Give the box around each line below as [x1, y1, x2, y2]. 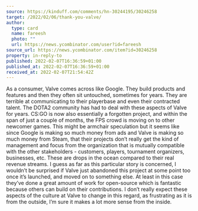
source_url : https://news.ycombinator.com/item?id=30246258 [6, 47, 158, 53]
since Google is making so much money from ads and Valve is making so [6, 129, 184, 137]
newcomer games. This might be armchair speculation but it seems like [6, 123, 180, 130]
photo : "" [11, 36, 35, 42]
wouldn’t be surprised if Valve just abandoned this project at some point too [6, 167, 191, 174]
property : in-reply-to [6, 53, 62, 59]
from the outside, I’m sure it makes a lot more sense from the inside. [6, 199, 172, 206]
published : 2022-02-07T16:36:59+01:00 [6, 58, 102, 64]
